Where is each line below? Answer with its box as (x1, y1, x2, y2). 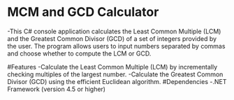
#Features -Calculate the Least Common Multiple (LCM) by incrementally (7, 62, 218, 71)
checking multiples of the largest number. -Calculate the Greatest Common (7, 70, 224, 78)
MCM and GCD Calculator (7, 4, 159, 20)
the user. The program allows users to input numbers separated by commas (7, 42, 226, 50)
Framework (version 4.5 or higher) (7, 85, 106, 93)
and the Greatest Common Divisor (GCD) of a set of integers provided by (7, 34, 217, 42)
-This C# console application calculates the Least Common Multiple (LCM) (7, 27, 221, 35)
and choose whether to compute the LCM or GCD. (7, 49, 152, 58)
